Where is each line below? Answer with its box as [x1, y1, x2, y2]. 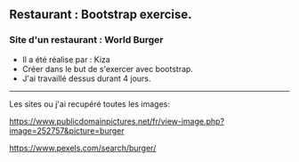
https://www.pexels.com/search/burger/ [9, 142, 157, 153]
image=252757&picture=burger [9, 125, 125, 136]
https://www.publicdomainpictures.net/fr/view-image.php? [9, 116, 225, 126]
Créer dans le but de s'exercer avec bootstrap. [21, 63, 194, 74]
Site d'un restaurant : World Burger [9, 34, 164, 46]
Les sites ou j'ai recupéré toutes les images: [9, 98, 171, 109]
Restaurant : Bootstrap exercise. [9, 7, 193, 22]
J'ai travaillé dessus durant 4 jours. [21, 73, 151, 84]
